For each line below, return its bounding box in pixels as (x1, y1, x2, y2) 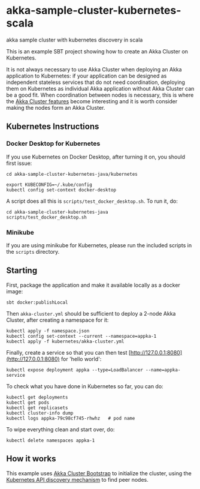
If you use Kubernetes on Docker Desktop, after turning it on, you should (6, 153, 186, 160)
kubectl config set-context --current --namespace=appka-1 (6, 333, 157, 339)
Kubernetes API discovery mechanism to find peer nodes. (6, 476, 149, 483)
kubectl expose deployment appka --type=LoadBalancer (6, 367, 144, 373)
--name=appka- (146, 367, 181, 373)
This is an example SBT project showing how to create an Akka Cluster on (6, 47, 189, 55)
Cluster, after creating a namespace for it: (6, 316, 109, 323)
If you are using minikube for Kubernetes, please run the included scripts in (6, 241, 192, 249)
